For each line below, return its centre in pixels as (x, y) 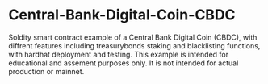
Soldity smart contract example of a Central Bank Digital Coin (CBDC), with (133, 37)
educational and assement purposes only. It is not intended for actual (124, 63)
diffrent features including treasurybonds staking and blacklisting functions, (134, 45)
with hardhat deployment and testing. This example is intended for (119, 54)
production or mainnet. (46, 71)
